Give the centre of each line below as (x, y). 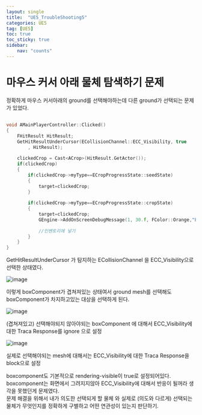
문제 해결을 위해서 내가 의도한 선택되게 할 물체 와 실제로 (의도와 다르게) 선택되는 (99, 398)
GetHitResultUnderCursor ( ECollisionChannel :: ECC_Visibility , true (102, 142)
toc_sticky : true (28, 40)
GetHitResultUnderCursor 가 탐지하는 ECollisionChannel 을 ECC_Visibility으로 (100, 260)
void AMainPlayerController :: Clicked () (56, 125)
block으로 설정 (23, 363)
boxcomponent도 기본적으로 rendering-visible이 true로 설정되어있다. (89, 376)
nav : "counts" (35, 51)
